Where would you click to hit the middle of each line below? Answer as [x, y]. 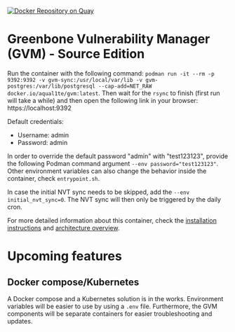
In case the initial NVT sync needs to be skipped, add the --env [99, 192]
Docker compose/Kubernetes [73, 282]
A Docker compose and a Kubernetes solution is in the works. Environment [115, 298]
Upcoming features [65, 256]
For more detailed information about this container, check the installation [112, 220]
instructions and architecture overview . [63, 228]
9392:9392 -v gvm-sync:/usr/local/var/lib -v [75, 80]
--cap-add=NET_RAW [125, 86]
